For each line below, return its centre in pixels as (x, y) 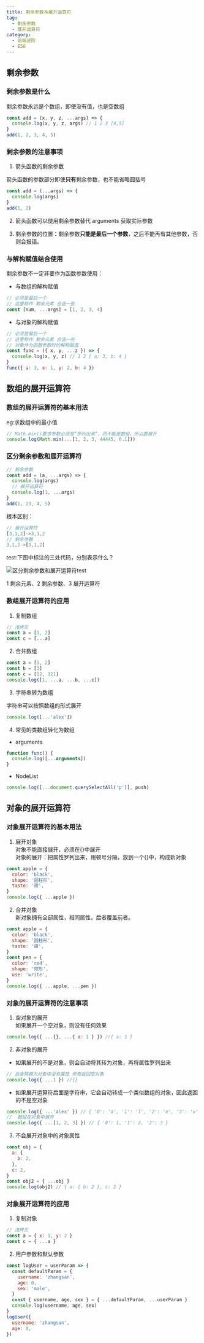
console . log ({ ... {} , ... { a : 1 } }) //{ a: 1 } (70, 1037)
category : (19, 35)
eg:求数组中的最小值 (32, 422)
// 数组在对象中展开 (30, 1117)
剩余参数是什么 (28, 91)
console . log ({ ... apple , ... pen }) (52, 986)
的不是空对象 (31, 1100)
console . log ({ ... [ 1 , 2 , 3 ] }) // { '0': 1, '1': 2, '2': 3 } (87, 1123)
